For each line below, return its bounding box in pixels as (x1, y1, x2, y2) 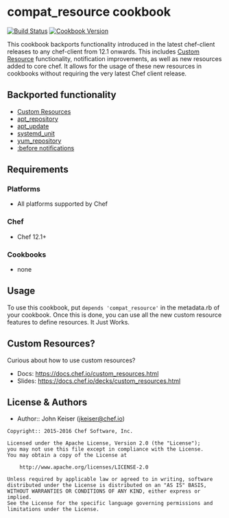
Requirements (7, 164, 69, 176)
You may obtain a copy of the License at (7, 452, 128, 459)
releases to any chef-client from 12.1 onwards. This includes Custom (7, 47, 200, 56)
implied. (7, 494, 32, 501)
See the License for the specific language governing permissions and (7, 500, 213, 507)
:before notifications (16, 143, 75, 152)
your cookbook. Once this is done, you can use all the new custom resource (7, 310, 222, 319)
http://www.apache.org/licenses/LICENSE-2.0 (19, 464, 149, 471)
